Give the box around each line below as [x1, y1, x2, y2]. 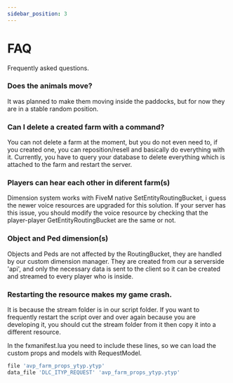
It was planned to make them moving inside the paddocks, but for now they [7, 97, 225, 105]
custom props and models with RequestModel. [7, 349, 142, 358]
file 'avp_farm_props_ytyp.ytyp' [7, 363, 105, 370]
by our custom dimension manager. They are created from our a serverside [7, 257, 225, 265]
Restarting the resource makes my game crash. [7, 289, 173, 299]
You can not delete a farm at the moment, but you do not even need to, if [7, 138, 218, 147]
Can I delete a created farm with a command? [7, 122, 165, 132]
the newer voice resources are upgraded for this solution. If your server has [7, 201, 226, 210]
